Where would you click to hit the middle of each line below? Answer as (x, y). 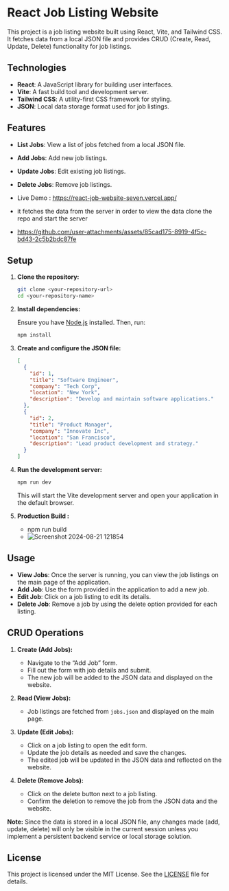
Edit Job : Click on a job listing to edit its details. (84, 596)
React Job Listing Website (83, 13)
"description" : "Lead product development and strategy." (114, 444)
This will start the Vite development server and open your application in (118, 495)
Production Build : (43, 516)
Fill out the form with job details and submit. (89, 670)
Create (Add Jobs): (45, 649)
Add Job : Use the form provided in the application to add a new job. (113, 589)
